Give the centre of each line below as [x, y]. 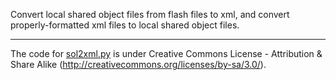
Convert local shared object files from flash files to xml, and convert [150, 14]
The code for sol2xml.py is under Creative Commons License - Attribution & [166, 53]
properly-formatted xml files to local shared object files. [125, 25]
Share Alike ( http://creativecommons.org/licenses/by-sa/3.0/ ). [138, 64]
